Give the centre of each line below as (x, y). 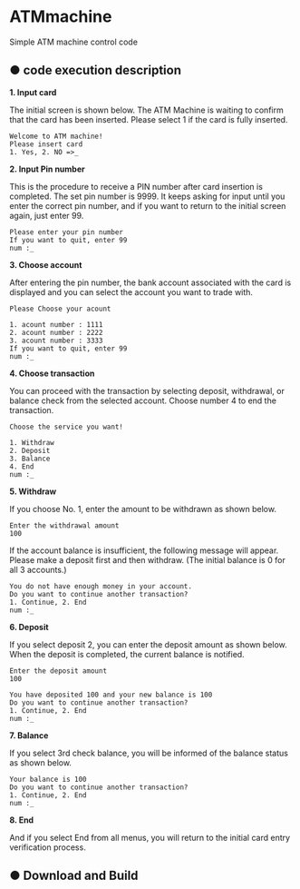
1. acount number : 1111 (56, 324)
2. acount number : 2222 (56, 332)
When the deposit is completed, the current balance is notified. (127, 654)
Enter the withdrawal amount (64, 525)
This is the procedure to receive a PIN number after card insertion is (136, 186)
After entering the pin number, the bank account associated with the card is (150, 282)
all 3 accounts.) (38, 569)
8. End (22, 820)
